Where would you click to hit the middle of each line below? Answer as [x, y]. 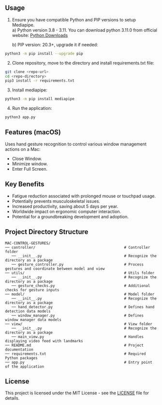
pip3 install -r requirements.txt [40, 81]
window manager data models [33, 320]
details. [12, 398]
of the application [25, 367]
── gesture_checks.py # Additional [81, 286]
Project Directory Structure [47, 232]
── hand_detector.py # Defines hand [83, 307]
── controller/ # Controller [78, 247]
